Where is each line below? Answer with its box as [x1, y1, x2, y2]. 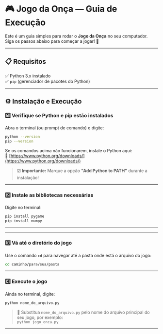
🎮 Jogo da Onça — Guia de [5, 3, 117, 15]
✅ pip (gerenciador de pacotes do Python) [5, 78, 90, 84]
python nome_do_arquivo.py [5, 300, 60, 305]
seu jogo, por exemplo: [16, 314, 63, 320]
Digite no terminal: [5, 205, 42, 211]
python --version [5, 134, 40, 140]
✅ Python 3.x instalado [5, 73, 51, 79]
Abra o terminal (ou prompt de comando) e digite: [5, 125, 104, 131]
